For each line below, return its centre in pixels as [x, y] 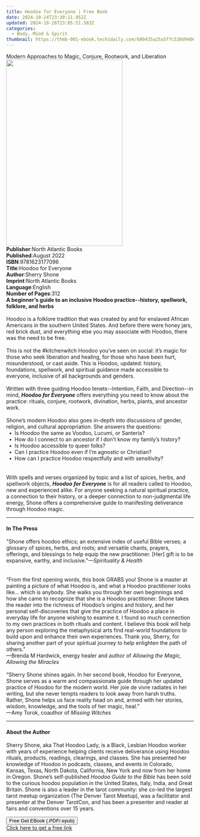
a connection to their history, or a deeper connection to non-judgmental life [99, 496]
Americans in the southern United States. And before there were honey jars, [99, 325]
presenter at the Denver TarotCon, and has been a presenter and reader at [97, 802]
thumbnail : [20, 39]
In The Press [22, 528]
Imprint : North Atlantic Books [41, 281]
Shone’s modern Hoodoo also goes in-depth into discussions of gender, [94, 420]
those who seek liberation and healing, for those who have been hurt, [91, 357]
